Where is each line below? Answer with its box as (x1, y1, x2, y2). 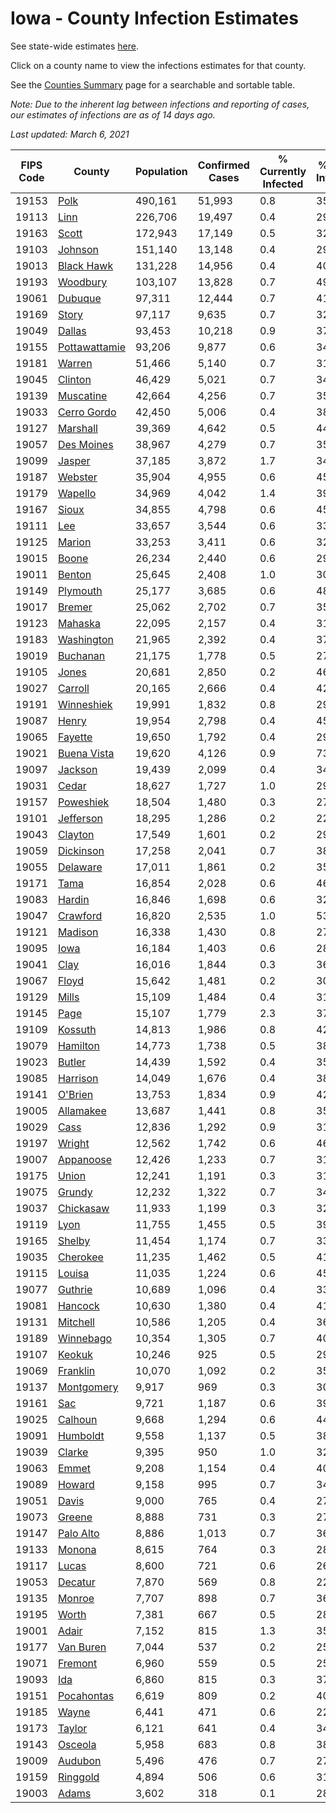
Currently (259, 164, 307, 178)
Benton (57, 567, 92, 581)
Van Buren (57, 1640, 107, 1654)
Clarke (57, 1445, 89, 1459)
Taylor (57, 1721, 88, 1735)
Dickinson (57, 843, 105, 857)
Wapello (57, 486, 97, 500)
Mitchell (57, 1315, 95, 1329)
